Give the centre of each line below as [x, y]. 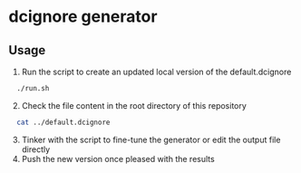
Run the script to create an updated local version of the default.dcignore [156, 72]
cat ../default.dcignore [63, 122]
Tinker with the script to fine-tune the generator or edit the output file [151, 139]
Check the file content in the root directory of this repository [134, 105]
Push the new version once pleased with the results [118, 159]
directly [36, 149]
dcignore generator [83, 17]
